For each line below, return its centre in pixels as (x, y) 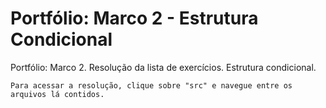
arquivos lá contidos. (57, 94)
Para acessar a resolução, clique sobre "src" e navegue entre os (151, 85)
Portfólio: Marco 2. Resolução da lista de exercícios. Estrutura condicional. (163, 67)
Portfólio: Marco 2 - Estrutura (134, 18)
